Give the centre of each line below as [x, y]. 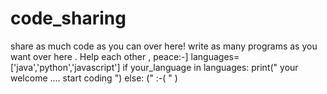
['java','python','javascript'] [65, 67]
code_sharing [68, 18]
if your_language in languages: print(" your [210, 67]
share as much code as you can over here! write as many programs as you [164, 46]
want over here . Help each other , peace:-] [99, 56]
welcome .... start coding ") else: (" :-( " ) [94, 78]
